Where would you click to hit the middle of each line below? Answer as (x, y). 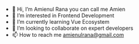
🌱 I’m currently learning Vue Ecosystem (61, 22)
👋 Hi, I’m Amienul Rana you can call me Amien (69, 9)
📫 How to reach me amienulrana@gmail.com (68, 35)
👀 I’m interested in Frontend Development (63, 15)
